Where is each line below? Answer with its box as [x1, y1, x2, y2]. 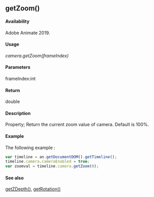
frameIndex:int [5, 76, 36, 81]
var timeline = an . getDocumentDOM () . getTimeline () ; [5, 154, 117, 159]
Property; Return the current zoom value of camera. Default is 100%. [5, 122, 149, 128]
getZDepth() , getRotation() [5, 186, 61, 192]
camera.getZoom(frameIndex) [5, 52, 69, 59]
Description [5, 110, 31, 116]
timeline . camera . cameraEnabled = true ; [5, 159, 90, 164]
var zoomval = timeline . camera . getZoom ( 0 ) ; [5, 164, 99, 169]
